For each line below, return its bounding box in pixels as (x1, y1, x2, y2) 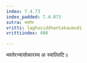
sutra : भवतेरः (6, 19, 34, 25)
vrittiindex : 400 (6, 30, 48, 36)
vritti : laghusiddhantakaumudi (6, 24, 82, 31)
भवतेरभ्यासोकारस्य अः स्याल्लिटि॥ (6, 51, 68, 58)
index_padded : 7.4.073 (6, 14, 61, 20)
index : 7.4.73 (6, 8, 41, 15)
